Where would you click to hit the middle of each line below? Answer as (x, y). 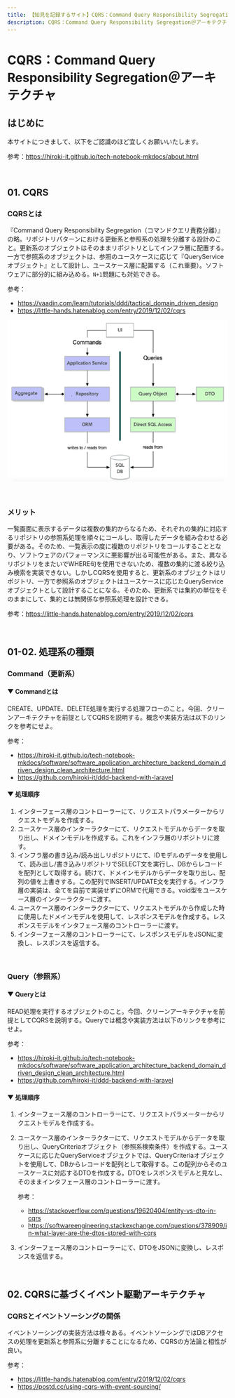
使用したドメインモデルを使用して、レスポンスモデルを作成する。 (118, 916)
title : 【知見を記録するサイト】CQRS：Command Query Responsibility (102, 15)
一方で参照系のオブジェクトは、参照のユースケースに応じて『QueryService (116, 257)
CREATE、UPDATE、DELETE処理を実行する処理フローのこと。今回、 (107, 708)
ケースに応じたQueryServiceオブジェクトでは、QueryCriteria (106, 1156)
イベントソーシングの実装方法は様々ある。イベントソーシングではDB (106, 1332)
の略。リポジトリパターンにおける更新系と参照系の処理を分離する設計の (111, 239)
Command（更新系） (43, 673)
